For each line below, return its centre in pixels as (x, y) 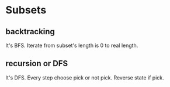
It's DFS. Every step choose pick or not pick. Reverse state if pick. (85, 77)
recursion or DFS (37, 64)
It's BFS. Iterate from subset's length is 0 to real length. (72, 45)
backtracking (30, 32)
